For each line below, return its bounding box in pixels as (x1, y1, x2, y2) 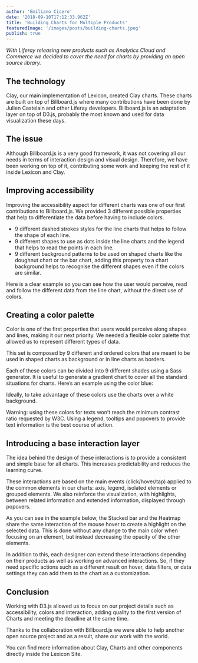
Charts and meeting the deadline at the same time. (6, 615, 129, 622)
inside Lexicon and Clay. (6, 169, 65, 176)
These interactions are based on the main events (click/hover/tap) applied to (6, 478, 192, 485)
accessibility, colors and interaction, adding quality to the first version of (6, 609, 181, 616)
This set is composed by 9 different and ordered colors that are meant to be (6, 349, 190, 357)
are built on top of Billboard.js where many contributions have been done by (6, 98, 190, 105)
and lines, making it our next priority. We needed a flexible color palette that (6, 332, 190, 339)
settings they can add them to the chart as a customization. (6, 570, 150, 577)
